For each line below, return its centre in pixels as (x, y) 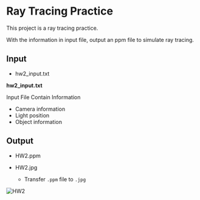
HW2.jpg (26, 167)
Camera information (40, 109)
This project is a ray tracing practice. (52, 28)
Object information (39, 122)
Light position (32, 115)
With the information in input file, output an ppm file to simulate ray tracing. (100, 40)
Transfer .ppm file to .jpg (55, 179)
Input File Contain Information (43, 97)
